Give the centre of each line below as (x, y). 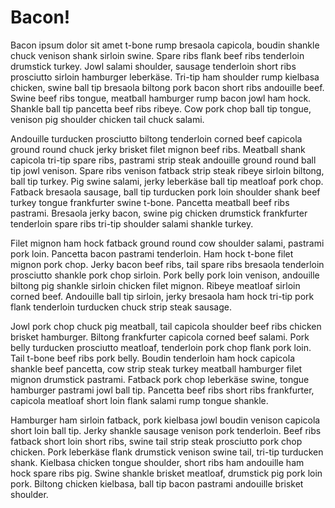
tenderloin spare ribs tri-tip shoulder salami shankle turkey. (132, 223)
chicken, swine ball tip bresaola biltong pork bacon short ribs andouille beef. (167, 87)
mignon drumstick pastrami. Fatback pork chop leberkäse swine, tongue (160, 379)
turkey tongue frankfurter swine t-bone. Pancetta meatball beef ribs (150, 202)
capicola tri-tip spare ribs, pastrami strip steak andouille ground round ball (163, 160)
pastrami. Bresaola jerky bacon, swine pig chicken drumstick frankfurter (159, 213)
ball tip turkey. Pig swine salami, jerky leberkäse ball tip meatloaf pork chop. (167, 181)
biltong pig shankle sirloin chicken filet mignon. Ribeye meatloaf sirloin (155, 285)
